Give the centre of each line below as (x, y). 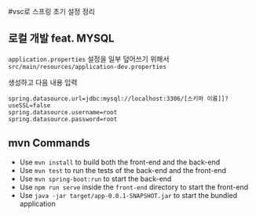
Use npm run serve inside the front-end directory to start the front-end (134, 187)
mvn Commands (49, 143)
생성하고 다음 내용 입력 (43, 82)
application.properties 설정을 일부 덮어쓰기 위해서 (89, 59)
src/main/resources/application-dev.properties (88, 67)
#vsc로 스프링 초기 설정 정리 (52, 11)
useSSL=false (29, 105)
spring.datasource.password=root (63, 119)
